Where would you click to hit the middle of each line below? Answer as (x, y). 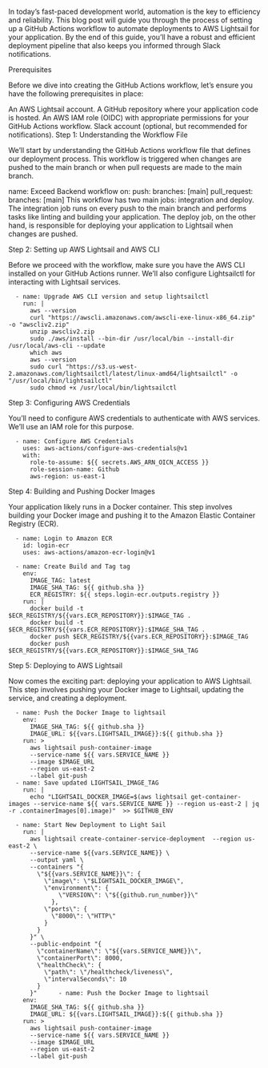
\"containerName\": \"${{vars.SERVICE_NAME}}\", (120, 951)
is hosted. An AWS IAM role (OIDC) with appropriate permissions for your (129, 118)
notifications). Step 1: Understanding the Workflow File (98, 135)
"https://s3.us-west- (101, 367)
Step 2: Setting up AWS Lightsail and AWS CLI (84, 249)
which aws (46, 353)
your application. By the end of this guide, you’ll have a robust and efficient (132, 37)
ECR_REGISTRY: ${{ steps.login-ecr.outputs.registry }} (124, 594)
